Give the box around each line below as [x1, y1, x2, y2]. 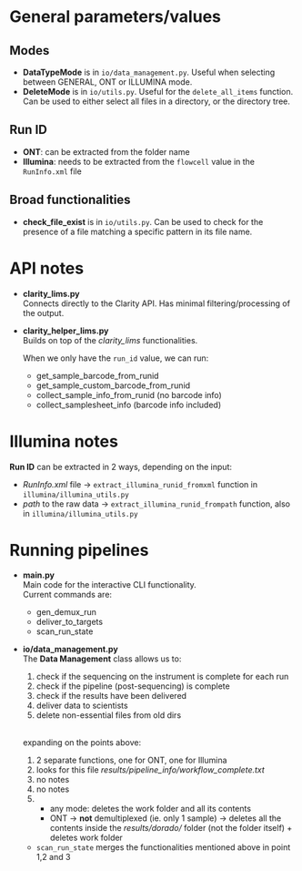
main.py [22, 569, 55, 580]
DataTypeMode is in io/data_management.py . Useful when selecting [22, 67, 276, 77]
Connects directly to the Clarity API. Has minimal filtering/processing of [22, 298, 291, 309]
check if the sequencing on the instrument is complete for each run [35, 671, 289, 682]
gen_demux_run [35, 607, 97, 618]
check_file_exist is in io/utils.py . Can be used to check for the [22, 216, 264, 227]
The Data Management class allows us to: [22, 653, 182, 664]
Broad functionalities [9, 192, 131, 208]
